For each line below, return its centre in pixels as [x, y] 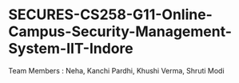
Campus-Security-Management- [120, 32]
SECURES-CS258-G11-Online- [111, 15]
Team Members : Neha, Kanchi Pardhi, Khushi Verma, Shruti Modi [117, 70]
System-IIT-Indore [71, 49]
